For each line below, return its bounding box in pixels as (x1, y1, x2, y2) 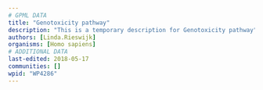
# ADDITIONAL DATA (8, 48, 68, 56)
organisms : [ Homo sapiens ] (8, 41, 96, 49)
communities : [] (8, 63, 61, 70)
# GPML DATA (8, 11, 47, 20)
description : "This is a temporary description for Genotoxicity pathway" (8, 26, 258, 34)
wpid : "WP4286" (8, 70, 58, 77)
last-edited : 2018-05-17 (8, 56, 89, 63)
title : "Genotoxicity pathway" (8, 19, 110, 27)
